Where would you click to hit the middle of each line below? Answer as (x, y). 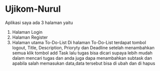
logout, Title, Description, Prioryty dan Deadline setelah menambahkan (83, 47)
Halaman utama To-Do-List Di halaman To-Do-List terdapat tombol (79, 42)
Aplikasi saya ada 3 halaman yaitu (39, 23)
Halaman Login (27, 32)
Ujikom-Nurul (33, 9)
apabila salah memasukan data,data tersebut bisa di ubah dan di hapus (83, 63)
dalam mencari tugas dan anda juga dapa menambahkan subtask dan (82, 58)
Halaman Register (30, 37)
